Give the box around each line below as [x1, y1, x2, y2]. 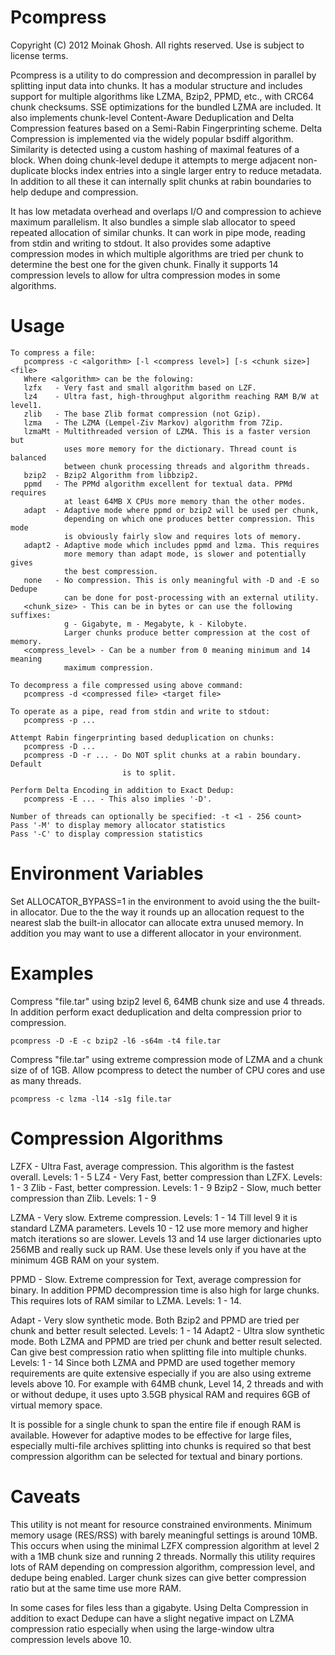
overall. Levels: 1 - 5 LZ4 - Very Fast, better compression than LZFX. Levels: [10, 1171, 323, 1183]
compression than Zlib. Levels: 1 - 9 [10, 1192, 157, 1204]
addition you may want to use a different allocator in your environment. [10, 927, 302, 939]
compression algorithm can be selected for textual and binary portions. [10, 1450, 303, 1462]
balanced [10, 452, 47, 463]
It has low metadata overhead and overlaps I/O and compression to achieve [10, 205, 322, 217]
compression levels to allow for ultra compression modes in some [10, 269, 281, 281]
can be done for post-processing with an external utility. [63, 592, 320, 603]
